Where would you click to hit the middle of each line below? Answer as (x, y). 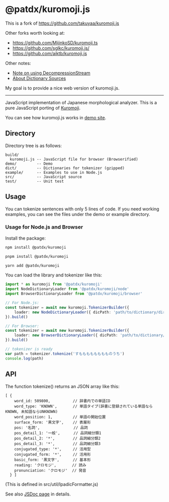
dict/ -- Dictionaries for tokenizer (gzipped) (65, 168)
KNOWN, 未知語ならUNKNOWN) (31, 411)
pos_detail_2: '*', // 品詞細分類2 (57, 438)
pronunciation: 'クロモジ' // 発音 (50, 470)
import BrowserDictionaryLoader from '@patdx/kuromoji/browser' (74, 294)
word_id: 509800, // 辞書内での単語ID (62, 401)
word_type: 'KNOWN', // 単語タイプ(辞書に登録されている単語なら (83, 406)
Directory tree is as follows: (33, 146)
